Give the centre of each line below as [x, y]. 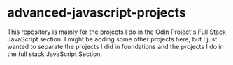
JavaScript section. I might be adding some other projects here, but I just [112, 39]
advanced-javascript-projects [97, 13]
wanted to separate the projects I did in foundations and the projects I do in [115, 46]
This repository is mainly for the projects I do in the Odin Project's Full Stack [116, 32]
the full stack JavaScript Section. [55, 54]
